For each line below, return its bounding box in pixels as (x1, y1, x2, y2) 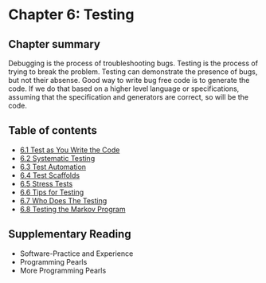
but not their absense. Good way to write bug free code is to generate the (8, 76, 250, 85)
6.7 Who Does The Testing (19, 195, 108, 205)
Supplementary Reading (8, 227, 131, 241)
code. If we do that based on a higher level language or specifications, (8, 84, 240, 93)
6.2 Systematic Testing (19, 153, 96, 163)
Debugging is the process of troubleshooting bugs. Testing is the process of (8, 58, 259, 68)
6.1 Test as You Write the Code (19, 145, 120, 155)
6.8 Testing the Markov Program (19, 204, 126, 214)
